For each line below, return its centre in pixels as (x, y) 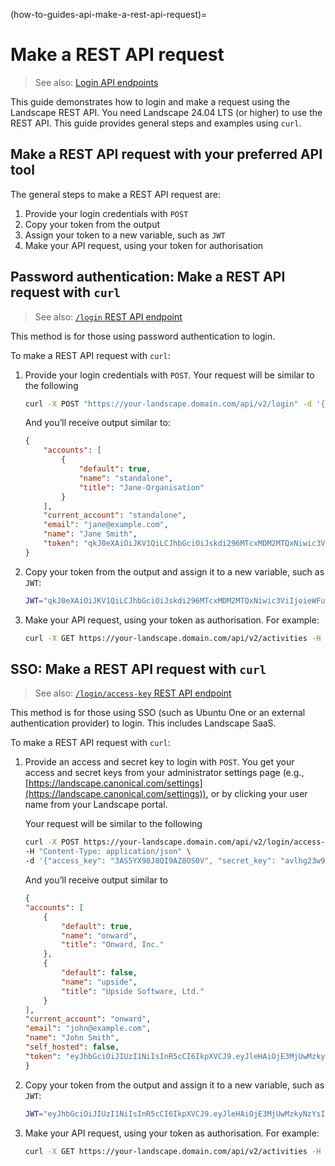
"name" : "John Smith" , (72, 1038)
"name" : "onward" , (99, 935)
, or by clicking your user (256, 794)
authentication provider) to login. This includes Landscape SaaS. (143, 723)
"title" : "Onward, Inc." (113, 945)
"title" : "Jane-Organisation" (141, 487)
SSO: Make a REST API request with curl (138, 669)
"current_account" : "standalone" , (115, 515)
